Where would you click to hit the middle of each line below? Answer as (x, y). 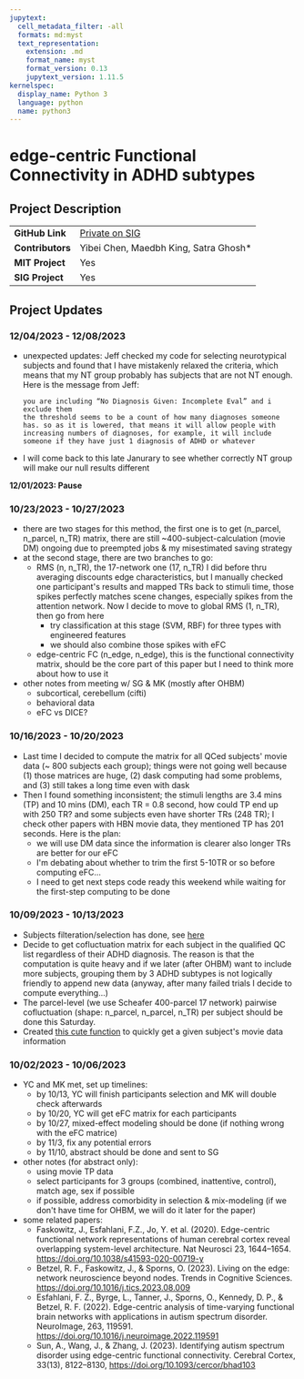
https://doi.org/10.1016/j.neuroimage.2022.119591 (127, 1336)
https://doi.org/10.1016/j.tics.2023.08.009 (113, 1288)
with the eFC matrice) (77, 1133)
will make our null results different (86, 467)
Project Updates (56, 310)
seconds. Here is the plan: (71, 833)
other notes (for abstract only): (80, 1162)
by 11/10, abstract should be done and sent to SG (127, 1152)
